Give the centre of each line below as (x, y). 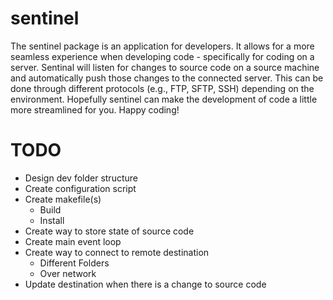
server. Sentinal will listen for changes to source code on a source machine (165, 67)
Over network (68, 273)
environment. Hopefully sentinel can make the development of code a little (164, 99)
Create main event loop (73, 241)
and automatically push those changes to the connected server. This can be (167, 78)
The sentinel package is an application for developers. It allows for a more (162, 46)
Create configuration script (80, 188)
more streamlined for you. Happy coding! (95, 109)
